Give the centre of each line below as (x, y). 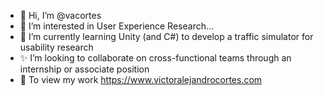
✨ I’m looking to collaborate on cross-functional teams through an (155, 58)
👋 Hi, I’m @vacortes (60, 15)
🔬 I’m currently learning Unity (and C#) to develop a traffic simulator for (166, 36)
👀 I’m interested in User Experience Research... (117, 26)
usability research (56, 47)
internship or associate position (84, 69)
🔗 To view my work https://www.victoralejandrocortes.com (141, 79)
